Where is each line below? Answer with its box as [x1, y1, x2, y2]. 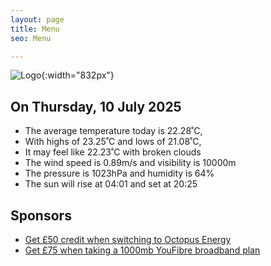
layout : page [10, 14, 65, 25]
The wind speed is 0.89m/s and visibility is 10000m [24, 157, 237, 169]
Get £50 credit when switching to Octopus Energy [24, 234, 232, 245]
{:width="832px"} [41, 69, 115, 81]
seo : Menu [10, 33, 52, 43]
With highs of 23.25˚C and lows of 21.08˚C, [24, 136, 202, 148]
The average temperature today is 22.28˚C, [24, 125, 203, 137]
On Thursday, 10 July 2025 [10, 98, 182, 115]
